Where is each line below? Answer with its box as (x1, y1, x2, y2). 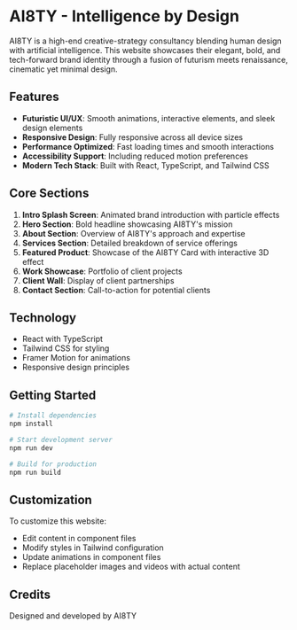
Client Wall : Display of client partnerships (21, 275, 175, 285)
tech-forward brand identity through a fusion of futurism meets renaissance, (9, 54, 288, 65)
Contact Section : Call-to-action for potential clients (21, 284, 211, 295)
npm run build (9, 468, 62, 477)
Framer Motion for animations (21, 353, 131, 363)
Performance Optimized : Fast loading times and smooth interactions (21, 141, 275, 152)
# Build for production (9, 459, 98, 469)
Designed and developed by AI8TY (9, 611, 137, 621)
